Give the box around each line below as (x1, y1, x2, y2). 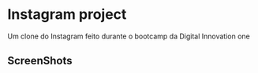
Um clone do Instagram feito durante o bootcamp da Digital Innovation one (7, 31, 250, 41)
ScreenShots (7, 54, 73, 68)
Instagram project (7, 5, 127, 24)
